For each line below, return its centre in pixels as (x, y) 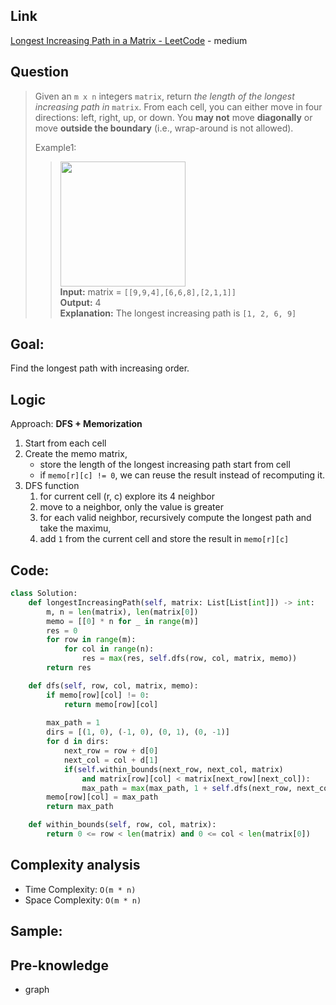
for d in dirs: (78, 742)
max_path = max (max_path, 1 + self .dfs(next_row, (187, 788)
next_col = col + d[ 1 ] (111, 760)
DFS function (52, 486)
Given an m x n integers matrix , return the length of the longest (164, 96)
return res (69, 668)
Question (39, 72)
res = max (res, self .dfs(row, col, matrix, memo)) (189, 659)
